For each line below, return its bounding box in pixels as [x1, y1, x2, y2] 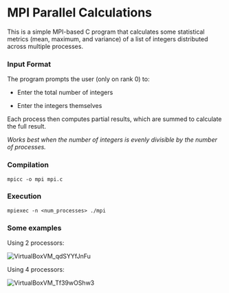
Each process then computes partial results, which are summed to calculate [7, 115, 222, 123]
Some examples [7, 223, 62, 232]
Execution [7, 191, 42, 201]
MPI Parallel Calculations [7, 5, 153, 21]
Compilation [7, 160, 50, 170]
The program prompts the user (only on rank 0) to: [7, 75, 150, 83]
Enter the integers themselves [17, 102, 102, 110]
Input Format [7, 59, 52, 69]
